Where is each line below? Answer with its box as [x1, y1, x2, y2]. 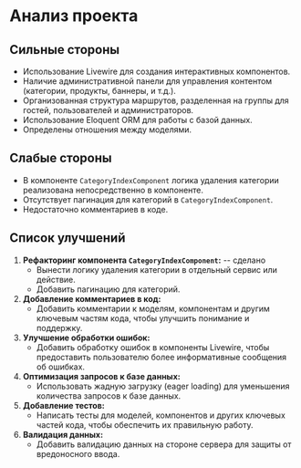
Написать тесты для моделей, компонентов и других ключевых [36, 410, 285, 421]
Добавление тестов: [22, 400, 105, 411]
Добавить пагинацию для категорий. [36, 284, 181, 295]
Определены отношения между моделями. [22, 124, 192, 135]
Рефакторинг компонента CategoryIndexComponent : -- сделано [22, 255, 266, 265]
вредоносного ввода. [36, 448, 120, 459]
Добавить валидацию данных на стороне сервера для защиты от [36, 439, 292, 450]
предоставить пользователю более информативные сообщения [36, 351, 287, 362]
